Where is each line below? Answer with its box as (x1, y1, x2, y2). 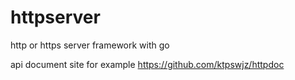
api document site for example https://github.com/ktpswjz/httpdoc (10, 58, 285, 70)
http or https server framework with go (10, 39, 170, 51)
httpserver (10, 6, 101, 29)
